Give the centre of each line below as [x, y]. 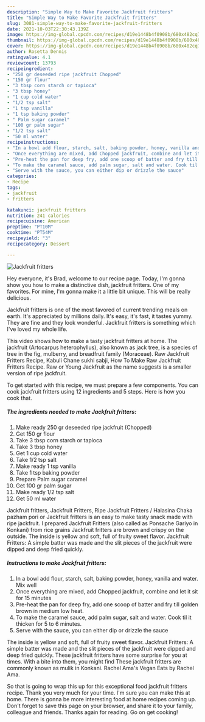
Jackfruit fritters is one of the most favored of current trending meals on [97, 310]
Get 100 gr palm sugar [43, 486]
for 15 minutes [33, 598]
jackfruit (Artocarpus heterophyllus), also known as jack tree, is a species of [102, 347]
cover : [15, 46]
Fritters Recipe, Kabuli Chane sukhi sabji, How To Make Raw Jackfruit [94, 360]
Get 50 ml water [36, 498]
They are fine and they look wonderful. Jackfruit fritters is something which [102, 322]
